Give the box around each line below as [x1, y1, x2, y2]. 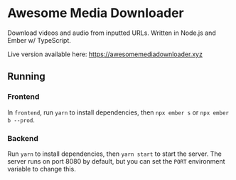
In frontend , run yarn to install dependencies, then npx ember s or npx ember [7, 108, 230, 117]
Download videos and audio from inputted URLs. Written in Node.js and [7, 28, 217, 37]
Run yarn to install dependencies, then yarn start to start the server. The [7, 149, 222, 158]
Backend [7, 133, 39, 143]
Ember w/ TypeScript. [7, 36, 71, 44]
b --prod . [7, 115, 36, 124]
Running [7, 70, 46, 83]
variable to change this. [7, 164, 76, 173]
